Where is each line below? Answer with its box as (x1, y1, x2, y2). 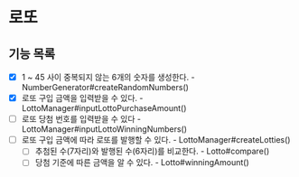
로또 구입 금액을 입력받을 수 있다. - (21, 93, 144, 104)
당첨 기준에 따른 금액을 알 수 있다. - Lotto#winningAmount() (34, 157, 249, 168)
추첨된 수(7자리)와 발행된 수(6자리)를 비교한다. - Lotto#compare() (34, 145, 270, 157)
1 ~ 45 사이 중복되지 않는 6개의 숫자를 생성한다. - (21, 72, 195, 82)
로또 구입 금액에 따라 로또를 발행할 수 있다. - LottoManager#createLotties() (21, 135, 291, 145)
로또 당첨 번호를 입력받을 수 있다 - (21, 114, 142, 125)
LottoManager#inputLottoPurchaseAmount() (21, 103, 187, 114)
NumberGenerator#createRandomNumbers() (21, 82, 189, 93)
